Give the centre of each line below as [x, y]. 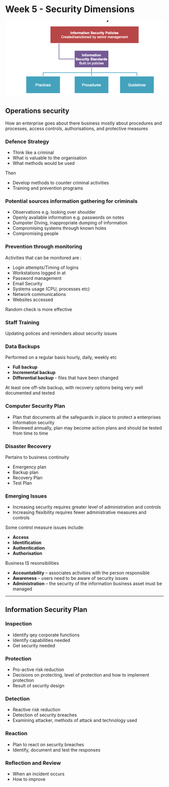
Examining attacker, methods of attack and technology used [75, 720]
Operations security [37, 111]
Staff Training [22, 322]
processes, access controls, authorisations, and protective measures [77, 128]
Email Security [27, 283]
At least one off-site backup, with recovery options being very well [74, 388]
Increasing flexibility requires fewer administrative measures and [79, 512]
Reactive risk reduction [36, 710]
